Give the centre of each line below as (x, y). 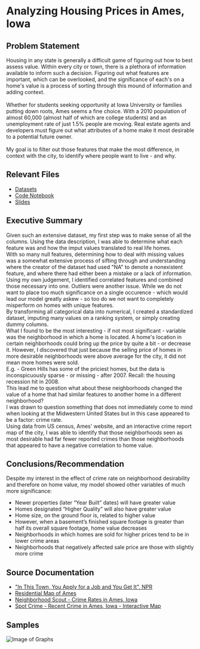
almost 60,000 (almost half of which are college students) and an (87, 117)
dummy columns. (27, 324)
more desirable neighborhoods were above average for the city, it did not (96, 356)
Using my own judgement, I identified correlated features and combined (95, 279)
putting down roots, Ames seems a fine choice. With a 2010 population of (96, 111)
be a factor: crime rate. (34, 419)
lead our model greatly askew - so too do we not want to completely (90, 298)
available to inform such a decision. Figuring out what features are (87, 73)
